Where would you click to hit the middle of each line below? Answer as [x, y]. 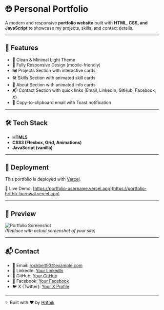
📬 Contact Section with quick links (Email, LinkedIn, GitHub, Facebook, [84, 90]
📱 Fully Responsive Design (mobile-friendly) [56, 65]
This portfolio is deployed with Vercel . [43, 179]
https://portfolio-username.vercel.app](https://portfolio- [91, 188]
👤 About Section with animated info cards [54, 84]
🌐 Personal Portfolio [47, 9]
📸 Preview [20, 214]
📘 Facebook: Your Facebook [41, 281]
